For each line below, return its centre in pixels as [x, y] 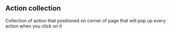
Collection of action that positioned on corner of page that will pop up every [85, 20]
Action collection [33, 8]
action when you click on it [34, 26]
